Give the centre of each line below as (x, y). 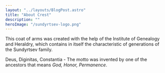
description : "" (23, 19)
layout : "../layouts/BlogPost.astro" (46, 10)
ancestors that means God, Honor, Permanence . (56, 65)
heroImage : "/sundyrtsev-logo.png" (43, 24)
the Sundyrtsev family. (29, 50)
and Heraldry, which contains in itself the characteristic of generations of (82, 44)
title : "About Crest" (28, 15)
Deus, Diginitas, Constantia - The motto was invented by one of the (76, 60)
